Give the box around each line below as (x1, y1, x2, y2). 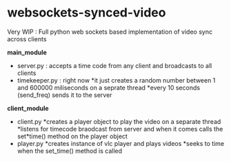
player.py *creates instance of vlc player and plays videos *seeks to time (17, 139, 225, 147)
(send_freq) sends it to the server (17, 91, 112, 99)
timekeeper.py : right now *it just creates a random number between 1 (17, 76, 216, 84)
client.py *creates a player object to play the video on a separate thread (17, 117, 221, 125)
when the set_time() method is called (17, 147, 123, 155)
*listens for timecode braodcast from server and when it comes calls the (17, 125, 223, 133)
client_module (7, 104, 50, 112)
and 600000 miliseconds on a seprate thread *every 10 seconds (17, 83, 201, 92)
